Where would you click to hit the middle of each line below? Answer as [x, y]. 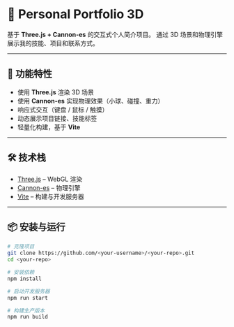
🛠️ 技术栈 [27, 158]
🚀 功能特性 [30, 74]
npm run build [28, 317]
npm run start [28, 298]
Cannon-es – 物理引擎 [49, 187]
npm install [24, 279]
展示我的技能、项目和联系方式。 [53, 43]
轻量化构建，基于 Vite [49, 127]
